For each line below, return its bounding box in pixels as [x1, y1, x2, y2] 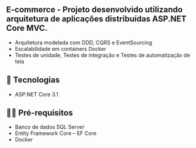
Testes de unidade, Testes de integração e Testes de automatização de [14, 52, 191, 59]
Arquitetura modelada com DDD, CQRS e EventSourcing [14, 38, 153, 46]
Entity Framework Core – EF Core [14, 130, 97, 137]
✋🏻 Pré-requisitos [6, 108, 73, 118]
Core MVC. [6, 23, 48, 33]
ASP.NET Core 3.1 [14, 91, 58, 98]
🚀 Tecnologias [6, 75, 60, 85]
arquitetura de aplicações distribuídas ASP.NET [6, 14, 186, 24]
